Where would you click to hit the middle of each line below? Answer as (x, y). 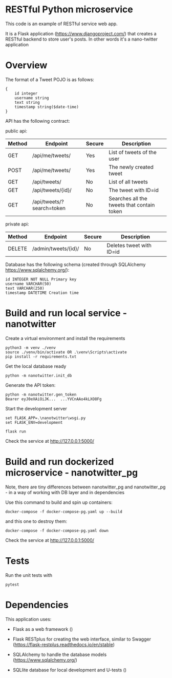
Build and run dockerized (60, 462)
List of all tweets (128, 182)
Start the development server (36, 408)
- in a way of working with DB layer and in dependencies (65, 492)
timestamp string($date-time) (47, 107)
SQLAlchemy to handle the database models (60, 654)
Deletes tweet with (129, 245)
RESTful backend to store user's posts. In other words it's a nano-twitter (81, 39)
